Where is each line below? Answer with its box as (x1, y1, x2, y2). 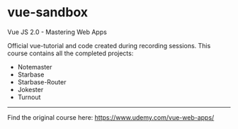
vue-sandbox (7, 4, 89, 21)
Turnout (17, 93, 41, 101)
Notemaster (17, 62, 52, 71)
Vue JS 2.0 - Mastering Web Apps (7, 28, 108, 36)
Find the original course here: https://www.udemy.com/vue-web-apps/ (7, 113, 215, 121)
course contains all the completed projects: (7, 49, 134, 57)
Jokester (17, 85, 44, 94)
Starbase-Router (17, 77, 67, 86)
